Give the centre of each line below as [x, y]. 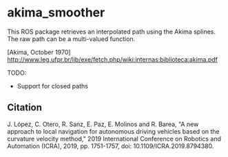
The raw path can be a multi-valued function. [71, 38]
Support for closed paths [52, 86]
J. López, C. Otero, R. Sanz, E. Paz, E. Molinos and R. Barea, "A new [103, 124]
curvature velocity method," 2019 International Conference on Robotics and [114, 138]
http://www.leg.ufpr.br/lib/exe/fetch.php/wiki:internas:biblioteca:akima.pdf [113, 59]
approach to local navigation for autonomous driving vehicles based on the [114, 131]
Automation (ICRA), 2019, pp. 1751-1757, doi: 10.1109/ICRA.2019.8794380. [111, 146]
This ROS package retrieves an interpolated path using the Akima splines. [111, 32]
